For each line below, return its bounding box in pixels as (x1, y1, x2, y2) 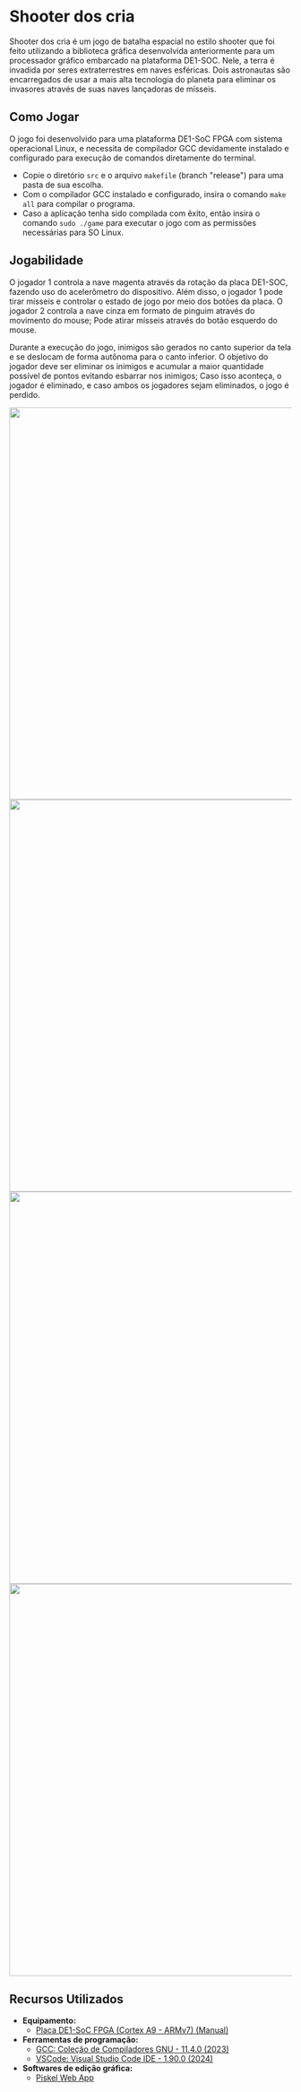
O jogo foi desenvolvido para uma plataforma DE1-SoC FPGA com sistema (9, 133, 283, 144)
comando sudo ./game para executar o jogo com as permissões (21, 217, 257, 228)
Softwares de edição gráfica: (21, 2063, 133, 2074)
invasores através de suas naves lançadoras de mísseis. (9, 83, 217, 94)
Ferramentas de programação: (21, 2035, 139, 2045)
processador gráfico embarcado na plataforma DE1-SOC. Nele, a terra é (9, 55, 275, 65)
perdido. (9, 389, 40, 400)
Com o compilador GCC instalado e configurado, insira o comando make (21, 188, 287, 199)
